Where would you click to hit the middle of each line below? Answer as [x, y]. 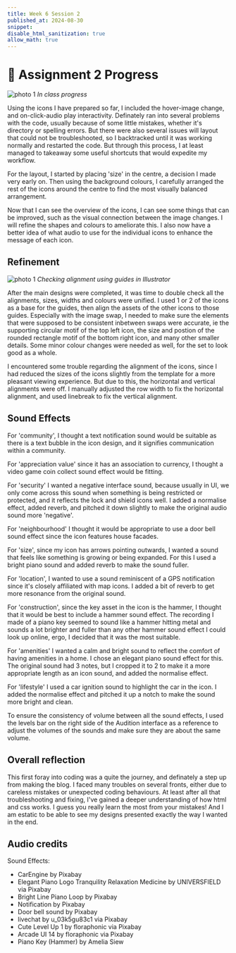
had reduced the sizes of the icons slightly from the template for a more [111, 373]
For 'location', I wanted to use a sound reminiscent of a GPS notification [111, 578]
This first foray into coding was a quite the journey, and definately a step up [117, 777]
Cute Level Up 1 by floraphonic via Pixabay [80, 927]
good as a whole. [32, 352]
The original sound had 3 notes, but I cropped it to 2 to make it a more [109, 666]
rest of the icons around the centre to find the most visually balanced [107, 189]
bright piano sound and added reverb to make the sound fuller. [98, 565]
